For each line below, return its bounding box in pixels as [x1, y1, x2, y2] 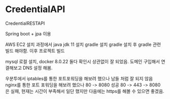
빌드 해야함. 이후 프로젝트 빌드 [5, 47, 65, 54]
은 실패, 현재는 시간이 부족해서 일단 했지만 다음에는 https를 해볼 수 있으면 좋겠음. [5, 88, 164, 94]
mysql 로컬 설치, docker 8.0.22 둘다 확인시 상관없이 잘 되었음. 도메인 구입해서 [5, 58, 160, 64]
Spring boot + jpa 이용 [5, 30, 51, 36]
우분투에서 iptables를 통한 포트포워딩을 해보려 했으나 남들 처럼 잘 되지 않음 [5, 75, 153, 81]
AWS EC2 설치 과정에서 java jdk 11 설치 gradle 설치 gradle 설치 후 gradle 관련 [5, 41, 161, 47]
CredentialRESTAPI [5, 20, 45, 26]
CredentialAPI [5, 4, 65, 15]
